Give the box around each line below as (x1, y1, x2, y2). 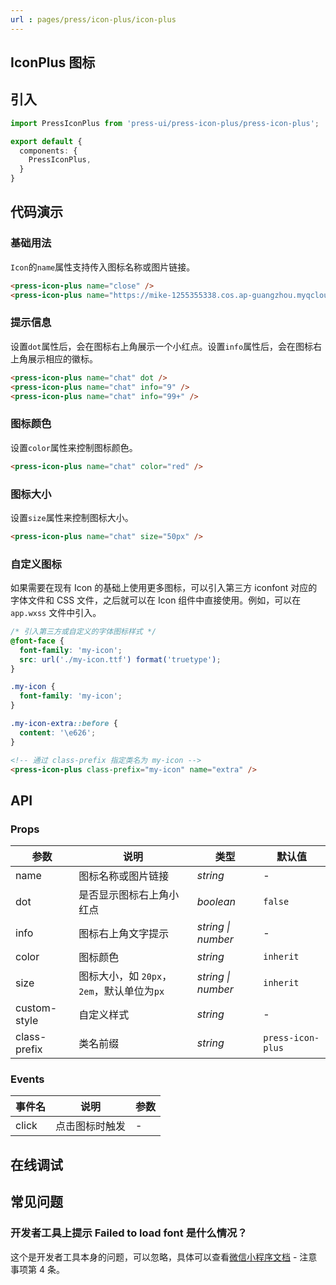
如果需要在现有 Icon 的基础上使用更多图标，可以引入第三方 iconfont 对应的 (10, 582, 318, 594)
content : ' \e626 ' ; (19, 727, 97, 738)
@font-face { (10, 636, 65, 646)
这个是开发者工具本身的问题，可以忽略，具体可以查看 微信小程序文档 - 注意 (10, 1251, 318, 1263)
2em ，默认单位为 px (78, 984, 165, 998)
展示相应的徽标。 (27, 352, 98, 365)
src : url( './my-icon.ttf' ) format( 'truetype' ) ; (19, 654, 222, 665)
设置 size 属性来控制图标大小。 (10, 511, 134, 523)
